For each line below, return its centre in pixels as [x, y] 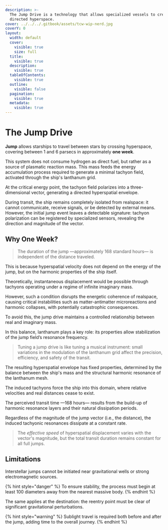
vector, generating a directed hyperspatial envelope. [85, 192]
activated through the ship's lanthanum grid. [51, 177]
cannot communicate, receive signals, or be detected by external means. [80, 207]
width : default [25, 38]
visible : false [30, 89]
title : [16, 56]
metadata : [20, 103]
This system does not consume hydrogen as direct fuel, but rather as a [78, 161]
